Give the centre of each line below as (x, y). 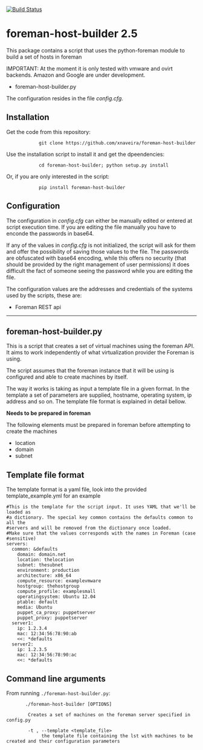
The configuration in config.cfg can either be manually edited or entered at (99, 220)
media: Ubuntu (35, 607)
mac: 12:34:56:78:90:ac (47, 655)
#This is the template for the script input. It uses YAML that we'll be (101, 507)
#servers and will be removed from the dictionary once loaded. (89, 528)
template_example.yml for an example (53, 496)
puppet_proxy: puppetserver (52, 618)
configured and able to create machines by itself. (67, 377)
